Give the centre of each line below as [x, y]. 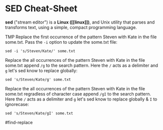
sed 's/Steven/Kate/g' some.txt [38, 79]
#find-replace [19, 122]
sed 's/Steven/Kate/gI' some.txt [39, 113]
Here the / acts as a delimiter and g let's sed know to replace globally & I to [81, 99]
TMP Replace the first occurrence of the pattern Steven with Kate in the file [81, 37]
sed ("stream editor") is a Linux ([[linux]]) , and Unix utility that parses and [80, 22]
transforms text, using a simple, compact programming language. [71, 27]
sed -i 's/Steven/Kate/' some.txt [40, 51]
